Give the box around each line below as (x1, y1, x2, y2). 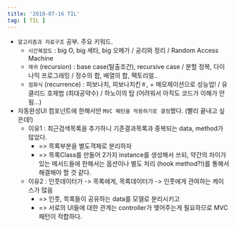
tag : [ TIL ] (7, 17, 46, 24)
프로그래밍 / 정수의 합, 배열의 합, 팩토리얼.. (41, 71, 159, 80)
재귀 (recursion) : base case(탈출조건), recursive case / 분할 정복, (27, 62, 213, 70)
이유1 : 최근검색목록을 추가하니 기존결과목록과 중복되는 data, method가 (27, 124, 224, 133)
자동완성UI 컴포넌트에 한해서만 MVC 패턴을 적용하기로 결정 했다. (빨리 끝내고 (17, 106, 218, 115)
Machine (27, 54, 54, 62)
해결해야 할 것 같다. (38, 168, 92, 176)
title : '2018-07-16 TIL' (7, 10, 80, 18)
